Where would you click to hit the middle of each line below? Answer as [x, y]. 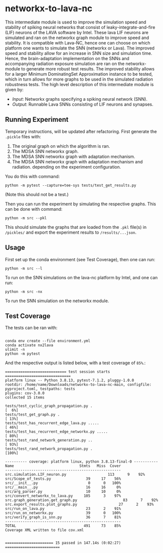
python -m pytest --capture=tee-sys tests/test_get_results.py [71, 185]
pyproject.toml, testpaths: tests [40, 389]
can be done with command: [34, 209]
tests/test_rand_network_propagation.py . [49, 449]
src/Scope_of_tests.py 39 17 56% [63, 479]
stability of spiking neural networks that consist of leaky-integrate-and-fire [80, 27]
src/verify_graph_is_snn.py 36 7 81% [63, 517]
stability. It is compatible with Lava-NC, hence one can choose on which [78, 43]
